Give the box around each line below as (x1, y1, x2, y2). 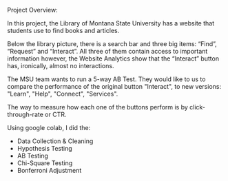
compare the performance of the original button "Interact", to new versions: (7, 83, 222, 90)
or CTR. (44, 110, 67, 118)
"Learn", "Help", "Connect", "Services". (7, 89, 118, 98)
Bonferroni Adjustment (17, 167, 82, 174)
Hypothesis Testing (17, 145, 72, 152)
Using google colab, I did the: (7, 124, 91, 131)
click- (189, 103, 205, 111)
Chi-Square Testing (17, 159, 73, 167)
